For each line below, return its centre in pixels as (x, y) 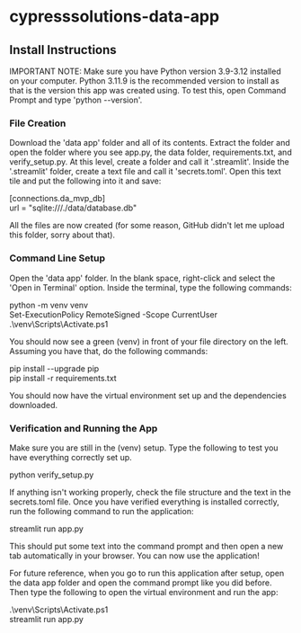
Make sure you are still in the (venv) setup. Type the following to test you (144, 448)
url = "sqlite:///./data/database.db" (73, 208)
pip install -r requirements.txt (63, 378)
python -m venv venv (49, 305)
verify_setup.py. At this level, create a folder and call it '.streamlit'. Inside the (149, 162)
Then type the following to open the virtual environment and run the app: (144, 592)
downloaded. (34, 405)
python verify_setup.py (52, 475)
